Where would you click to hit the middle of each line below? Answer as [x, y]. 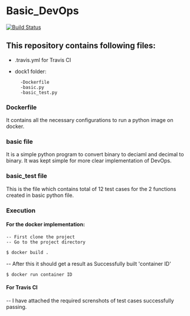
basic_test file [27, 176]
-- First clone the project [41, 237]
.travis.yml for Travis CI [43, 60]
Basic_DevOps [42, 11]
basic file [20, 141]
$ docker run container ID [39, 274]
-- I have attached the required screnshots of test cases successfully [90, 300]
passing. [17, 307]
